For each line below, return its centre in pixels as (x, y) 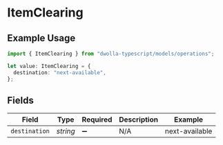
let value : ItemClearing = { (49, 66)
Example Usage (41, 38)
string (66, 131)
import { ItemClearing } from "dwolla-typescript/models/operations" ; (111, 54)
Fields (21, 100)
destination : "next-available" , (60, 72)
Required (97, 120)
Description (139, 120)
